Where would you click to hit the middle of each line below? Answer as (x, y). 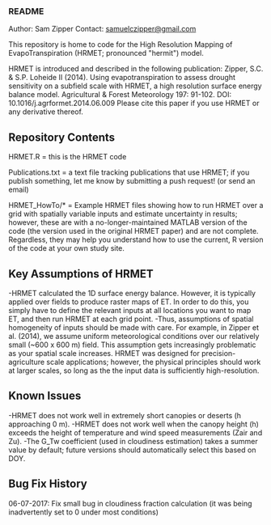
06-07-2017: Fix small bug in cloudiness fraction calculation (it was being (130, 503)
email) (19, 190)
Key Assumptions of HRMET (81, 274)
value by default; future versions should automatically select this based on (132, 450)
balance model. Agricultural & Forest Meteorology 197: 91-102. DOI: (120, 95)
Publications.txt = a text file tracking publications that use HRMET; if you (129, 172)
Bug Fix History (48, 484)
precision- (218, 353)
